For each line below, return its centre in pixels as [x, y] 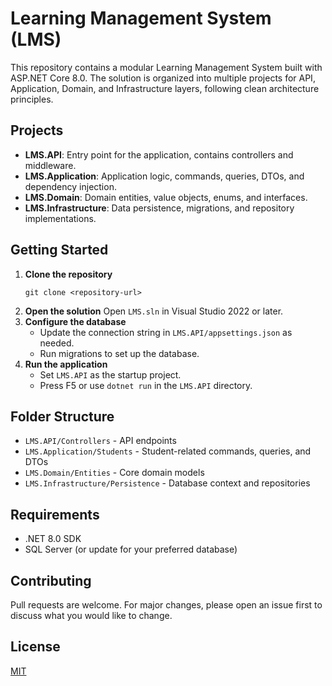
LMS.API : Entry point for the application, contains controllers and [159, 154]
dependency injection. [70, 186]
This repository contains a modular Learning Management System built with [166, 67]
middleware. [50, 165]
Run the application [66, 364]
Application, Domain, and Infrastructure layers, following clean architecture [165, 88]
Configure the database [75, 321]
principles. [32, 99]
